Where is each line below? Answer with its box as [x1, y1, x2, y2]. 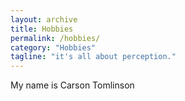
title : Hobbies [10, 24, 74, 34]
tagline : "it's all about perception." [10, 52, 177, 62]
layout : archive [10, 14, 78, 25]
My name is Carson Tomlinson [10, 79, 135, 91]
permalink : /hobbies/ [10, 33, 101, 43]
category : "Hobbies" [10, 42, 97, 53]
